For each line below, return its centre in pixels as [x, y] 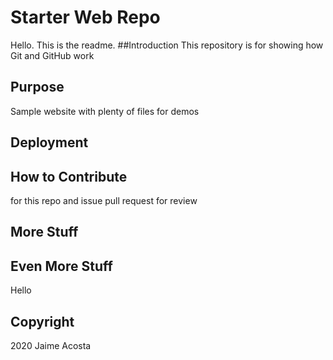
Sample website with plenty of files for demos [105, 111]
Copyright [42, 321]
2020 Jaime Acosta [51, 345]
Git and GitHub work [52, 55]
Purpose [37, 87]
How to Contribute [69, 176]
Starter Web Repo [85, 17]
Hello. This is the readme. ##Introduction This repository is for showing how [167, 45]
